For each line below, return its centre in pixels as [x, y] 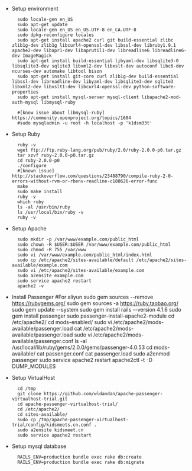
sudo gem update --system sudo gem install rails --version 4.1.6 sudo [96, 310]
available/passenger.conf [43, 341]
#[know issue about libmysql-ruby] [61, 113]
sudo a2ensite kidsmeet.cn [51, 430]
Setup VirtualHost [33, 378]
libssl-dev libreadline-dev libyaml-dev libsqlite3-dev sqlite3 [92, 82]
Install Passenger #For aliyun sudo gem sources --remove [82, 297]
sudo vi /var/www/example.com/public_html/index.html [85, 255]
